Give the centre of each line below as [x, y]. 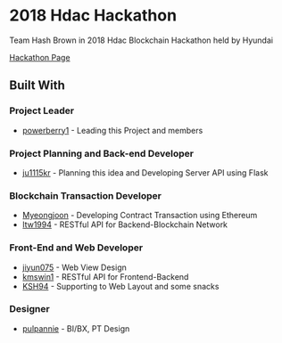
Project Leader [41, 110]
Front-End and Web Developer [76, 248]
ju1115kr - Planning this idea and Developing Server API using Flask [145, 172]
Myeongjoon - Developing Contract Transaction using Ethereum [140, 216]
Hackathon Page [40, 57]
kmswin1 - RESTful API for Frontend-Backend [105, 276]
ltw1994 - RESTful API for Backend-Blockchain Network [125, 225]
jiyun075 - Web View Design [74, 267]
